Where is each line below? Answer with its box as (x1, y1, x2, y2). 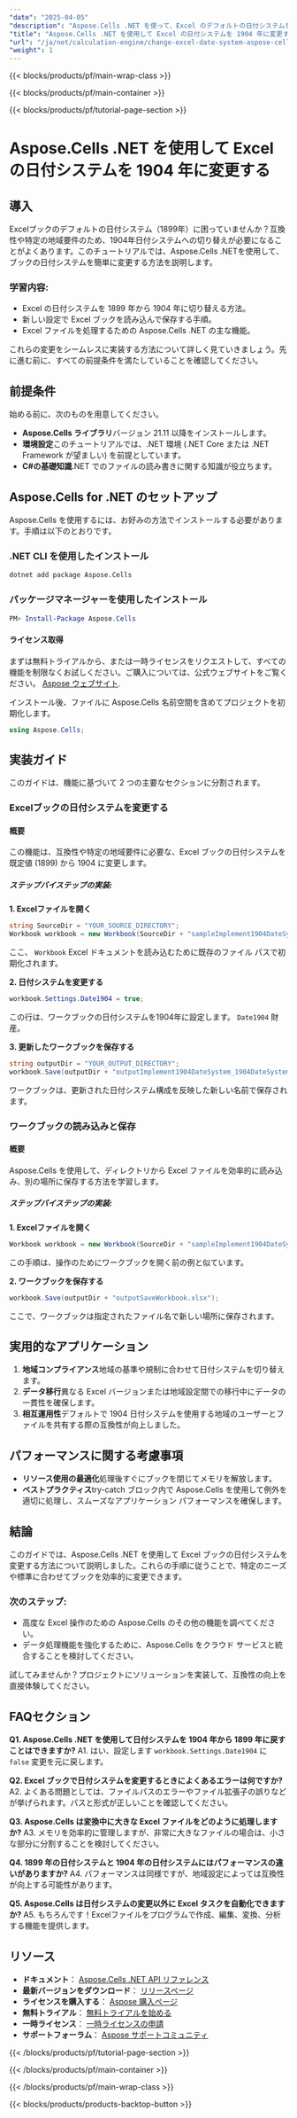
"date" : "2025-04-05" (9, 12, 89, 22)
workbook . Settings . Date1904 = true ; (9, 995, 144, 1004)
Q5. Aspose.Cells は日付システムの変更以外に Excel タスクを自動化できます (9, 1898, 286, 1909)
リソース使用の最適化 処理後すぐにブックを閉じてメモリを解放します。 (21, 1473, 277, 1484)
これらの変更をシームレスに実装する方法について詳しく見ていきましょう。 (9, 344, 280, 355)
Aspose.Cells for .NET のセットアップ (9, 489, 217, 504)
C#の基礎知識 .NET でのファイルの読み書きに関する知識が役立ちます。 (21, 461, 277, 472)
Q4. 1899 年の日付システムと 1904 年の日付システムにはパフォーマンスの (9, 1857, 276, 1868)
